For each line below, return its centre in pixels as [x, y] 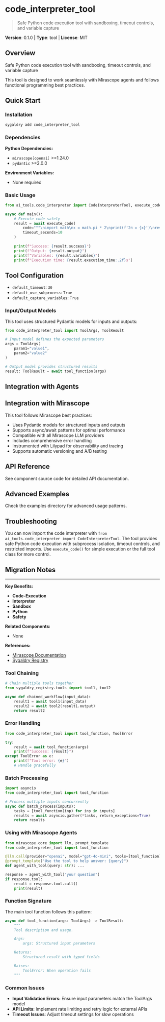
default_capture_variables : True [45, 298]
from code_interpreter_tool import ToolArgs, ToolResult [65, 330]
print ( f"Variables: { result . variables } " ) [57, 255]
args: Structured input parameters [59, 943]
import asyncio [21, 788]
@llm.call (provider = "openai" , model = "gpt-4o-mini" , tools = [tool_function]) [84, 857]
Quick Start [23, 100]
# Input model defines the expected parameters [55, 339]
